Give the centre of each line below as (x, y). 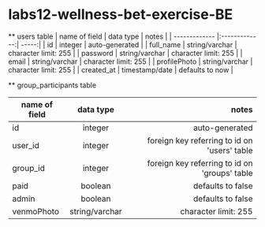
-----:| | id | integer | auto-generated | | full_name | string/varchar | (129, 44)
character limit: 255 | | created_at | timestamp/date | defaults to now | (121, 69)
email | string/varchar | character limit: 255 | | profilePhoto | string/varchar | (131, 61)
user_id (26, 145)
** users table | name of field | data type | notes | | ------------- (112, 36)
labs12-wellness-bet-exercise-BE (121, 15)
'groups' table (227, 173)
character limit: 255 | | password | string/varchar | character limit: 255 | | (125, 53)
